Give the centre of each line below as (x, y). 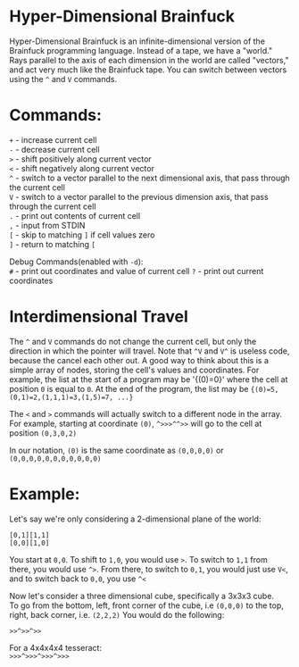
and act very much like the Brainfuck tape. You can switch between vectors (148, 70)
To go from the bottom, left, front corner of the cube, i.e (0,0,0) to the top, (146, 605)
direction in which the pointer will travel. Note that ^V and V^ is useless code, (149, 351)
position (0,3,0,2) (43, 433)
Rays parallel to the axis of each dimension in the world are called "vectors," (149, 60)
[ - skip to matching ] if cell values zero (82, 235)
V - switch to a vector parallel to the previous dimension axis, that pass (139, 196)
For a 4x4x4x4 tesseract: (56, 647)
